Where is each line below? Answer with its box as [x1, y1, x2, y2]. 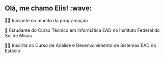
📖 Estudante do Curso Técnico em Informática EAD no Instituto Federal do [5, 27, 160, 33]
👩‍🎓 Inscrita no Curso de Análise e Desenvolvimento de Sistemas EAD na [5, 42, 156, 48]
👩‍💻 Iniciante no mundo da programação [5, 17, 88, 23]
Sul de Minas [5, 32, 32, 38]
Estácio [5, 47, 21, 53]
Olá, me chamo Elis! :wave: [5, 4, 92, 13]
